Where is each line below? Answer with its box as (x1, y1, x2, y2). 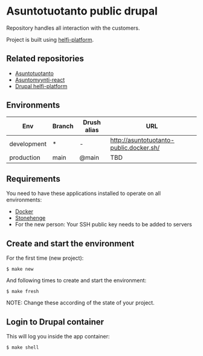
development (9, 139, 47, 148)
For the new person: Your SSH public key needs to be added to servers (14, 221, 192, 228)
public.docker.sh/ (110, 143, 160, 152)
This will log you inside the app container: (6, 333, 110, 340)
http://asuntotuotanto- (110, 136, 175, 144)
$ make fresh (6, 289, 39, 295)
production (9, 153, 40, 162)
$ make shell (6, 344, 39, 351)
